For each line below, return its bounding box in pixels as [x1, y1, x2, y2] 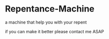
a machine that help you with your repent [5, 19, 87, 25]
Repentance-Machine [5, 3, 94, 14]
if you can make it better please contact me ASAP [5, 28, 104, 34]
